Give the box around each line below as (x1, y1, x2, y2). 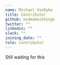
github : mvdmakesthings (5, 17, 55, 22)
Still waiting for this (5, 54, 45, 60)
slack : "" (5, 31, 26, 36)
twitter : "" (5, 21, 30, 27)
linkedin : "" (5, 26, 33, 31)
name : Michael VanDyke (5, 7, 53, 13)
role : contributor (5, 40, 44, 45)
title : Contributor (5, 12, 46, 17)
